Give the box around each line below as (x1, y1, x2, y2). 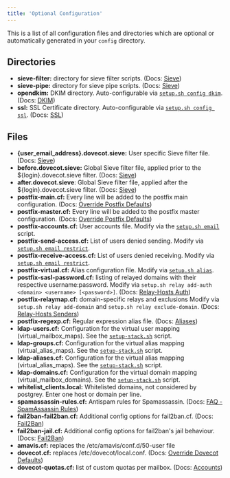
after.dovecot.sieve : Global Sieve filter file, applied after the (16, 178, 188, 186)
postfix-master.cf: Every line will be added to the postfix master (16, 208, 200, 216)
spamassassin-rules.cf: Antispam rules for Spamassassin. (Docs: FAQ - (16, 398, 223, 406)
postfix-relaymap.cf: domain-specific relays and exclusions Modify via (16, 295, 220, 303)
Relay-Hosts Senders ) (16, 310, 80, 318)
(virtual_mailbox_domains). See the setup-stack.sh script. (16, 376, 181, 384)
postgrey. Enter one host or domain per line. (16, 390, 142, 399)
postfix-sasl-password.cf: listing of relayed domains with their (16, 273, 197, 282)
